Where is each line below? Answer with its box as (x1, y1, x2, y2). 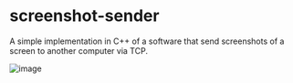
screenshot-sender (9, 5, 160, 26)
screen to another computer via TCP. (9, 45, 149, 56)
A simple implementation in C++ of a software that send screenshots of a (9, 36, 285, 47)
